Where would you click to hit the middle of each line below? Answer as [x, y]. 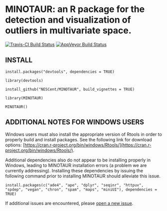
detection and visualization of [68, 20]
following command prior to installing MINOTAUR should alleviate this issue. [83, 176]
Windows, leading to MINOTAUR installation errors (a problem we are [76, 165]
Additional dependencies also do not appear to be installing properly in [78, 160]
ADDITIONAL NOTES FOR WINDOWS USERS [75, 122]
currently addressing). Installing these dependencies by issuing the [74, 170]
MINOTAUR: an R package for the [75, 9]
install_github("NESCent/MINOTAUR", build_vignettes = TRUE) [70, 89]
